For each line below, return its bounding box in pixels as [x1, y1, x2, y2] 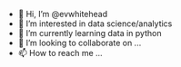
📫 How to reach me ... [17, 48, 103, 58]
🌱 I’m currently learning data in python [17, 28, 162, 38]
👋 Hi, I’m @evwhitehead [17, 9, 108, 19]
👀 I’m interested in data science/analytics [17, 18, 173, 29]
